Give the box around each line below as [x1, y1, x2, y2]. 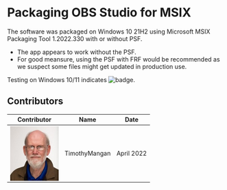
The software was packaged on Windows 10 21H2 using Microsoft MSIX [7, 27, 211, 36]
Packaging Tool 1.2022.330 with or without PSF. [7, 34, 143, 42]
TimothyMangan [64, 149, 111, 157]
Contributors [7, 96, 64, 107]
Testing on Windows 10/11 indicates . [7, 75, 136, 83]
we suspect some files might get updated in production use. [16, 62, 187, 70]
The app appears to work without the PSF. [16, 48, 137, 56]
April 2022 [116, 149, 147, 157]
